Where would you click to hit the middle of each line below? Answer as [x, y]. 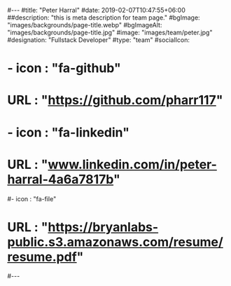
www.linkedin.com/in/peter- [132, 164]
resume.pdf [42, 257]
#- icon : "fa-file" [32, 198]
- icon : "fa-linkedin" [68, 132]
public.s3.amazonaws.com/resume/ [115, 242]
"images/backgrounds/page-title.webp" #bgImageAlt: [85, 25]
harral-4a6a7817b [61, 179]
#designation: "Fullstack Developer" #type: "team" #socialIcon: [99, 40]
